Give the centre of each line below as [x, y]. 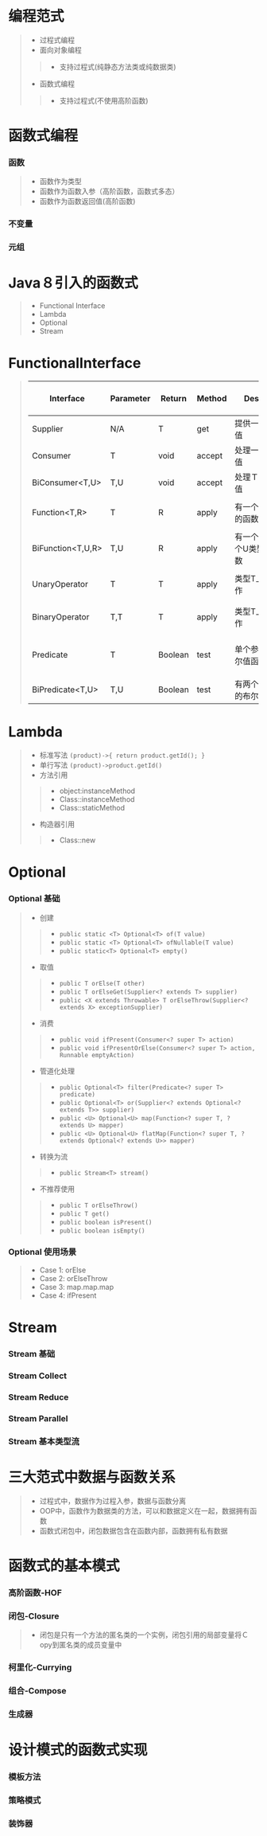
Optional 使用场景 [43, 1252]
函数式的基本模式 [64, 1566]
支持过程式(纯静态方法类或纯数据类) [118, 66]
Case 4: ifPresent [68, 1295]
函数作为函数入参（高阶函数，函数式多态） [109, 191]
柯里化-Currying [40, 1667]
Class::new [77, 840]
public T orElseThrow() [99, 1205]
